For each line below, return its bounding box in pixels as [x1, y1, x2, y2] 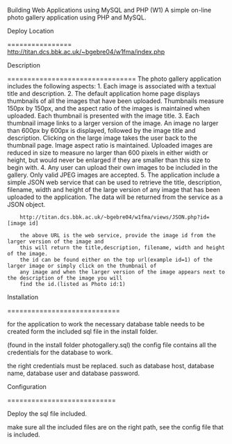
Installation [7, 293, 39, 301]
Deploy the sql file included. [7, 410, 88, 418]
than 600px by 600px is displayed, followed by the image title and [7, 127, 196, 134]
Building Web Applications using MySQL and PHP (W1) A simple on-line [7, 6, 212, 14]
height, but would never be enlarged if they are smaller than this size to [7, 156, 210, 164]
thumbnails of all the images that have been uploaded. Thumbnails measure [7, 97, 224, 105]
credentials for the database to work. [7, 348, 113, 356]
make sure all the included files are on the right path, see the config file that [7, 423, 224, 431]
